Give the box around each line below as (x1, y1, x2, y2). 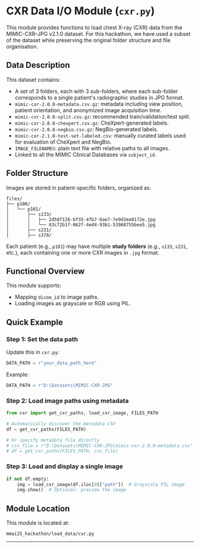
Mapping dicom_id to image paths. (14, 293, 99, 301)
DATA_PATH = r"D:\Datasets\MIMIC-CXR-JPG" (6, 382, 113, 388)
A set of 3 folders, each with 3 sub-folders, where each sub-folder (14, 88, 179, 95)
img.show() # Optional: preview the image (17, 487, 127, 493)
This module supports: (6, 282, 61, 289)
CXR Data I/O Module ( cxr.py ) (6, 4, 155, 18)
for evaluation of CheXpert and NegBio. (14, 138, 112, 145)
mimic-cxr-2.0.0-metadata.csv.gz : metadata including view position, (14, 100, 183, 107)
